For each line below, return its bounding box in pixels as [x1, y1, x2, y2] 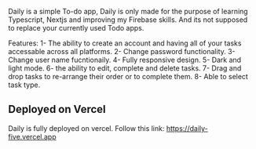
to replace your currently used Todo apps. [8, 24, 144, 32]
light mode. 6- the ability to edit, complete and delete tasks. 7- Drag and [8, 64, 242, 73]
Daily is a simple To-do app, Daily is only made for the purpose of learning [8, 7, 249, 16]
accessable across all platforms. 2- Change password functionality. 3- [8, 47, 236, 56]
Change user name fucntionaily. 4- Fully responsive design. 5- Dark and [8, 55, 242, 64]
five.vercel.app [8, 132, 57, 141]
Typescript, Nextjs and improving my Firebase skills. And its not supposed [8, 15, 248, 24]
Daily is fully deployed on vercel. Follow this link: [8, 123, 165, 133]
